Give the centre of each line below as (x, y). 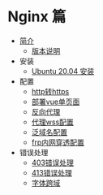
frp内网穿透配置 (58, 142)
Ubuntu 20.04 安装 (63, 71)
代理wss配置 (52, 122)
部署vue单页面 (56, 102)
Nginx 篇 (37, 17)
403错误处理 (53, 162)
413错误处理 (51, 172)
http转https (50, 91)
